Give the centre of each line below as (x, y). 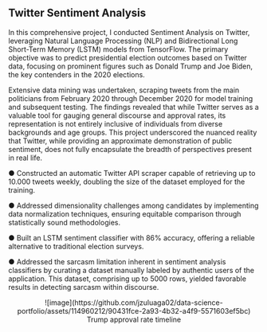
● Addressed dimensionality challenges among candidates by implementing (133, 205)
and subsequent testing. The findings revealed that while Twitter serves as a (133, 107)
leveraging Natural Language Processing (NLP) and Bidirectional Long (123, 41)
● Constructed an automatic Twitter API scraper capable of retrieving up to (132, 173)
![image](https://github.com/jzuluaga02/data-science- (134, 303)
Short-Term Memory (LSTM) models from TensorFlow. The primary (118, 49)
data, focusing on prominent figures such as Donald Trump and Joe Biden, (131, 66)
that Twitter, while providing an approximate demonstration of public (120, 141)
